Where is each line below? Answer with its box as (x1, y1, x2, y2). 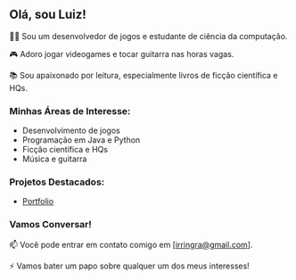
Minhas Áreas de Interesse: (9, 104, 131, 117)
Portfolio (21, 196, 54, 207)
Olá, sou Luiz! (9, 7, 86, 22)
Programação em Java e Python (21, 135, 141, 145)
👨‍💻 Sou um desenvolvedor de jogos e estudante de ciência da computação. (9, 30, 288, 41)
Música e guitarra (21, 153, 87, 164)
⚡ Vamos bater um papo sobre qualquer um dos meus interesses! (9, 260, 250, 271)
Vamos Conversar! (9, 218, 92, 231)
